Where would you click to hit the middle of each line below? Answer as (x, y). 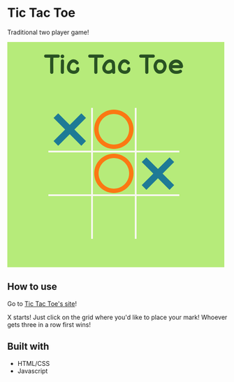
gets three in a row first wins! (49, 324)
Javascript (32, 371)
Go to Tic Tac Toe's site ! (42, 303)
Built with (28, 347)
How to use (32, 287)
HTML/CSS (34, 363)
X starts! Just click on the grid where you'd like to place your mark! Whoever (117, 317)
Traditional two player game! (48, 32)
